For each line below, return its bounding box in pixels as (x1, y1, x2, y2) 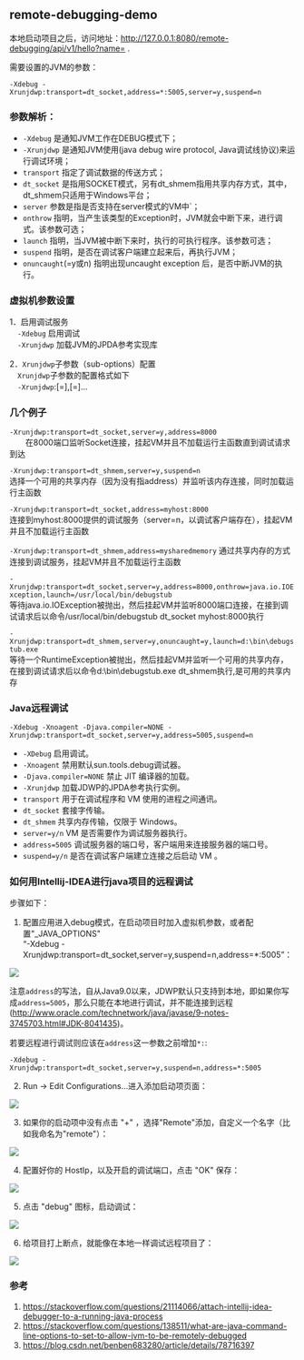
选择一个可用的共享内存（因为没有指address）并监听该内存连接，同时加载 (9, 475, 286, 486)
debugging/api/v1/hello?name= (9, 43, 126, 54)
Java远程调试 (9, 701, 69, 714)
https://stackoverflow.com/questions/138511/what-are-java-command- (22, 1320, 288, 1331)
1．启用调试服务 (9, 317, 69, 327)
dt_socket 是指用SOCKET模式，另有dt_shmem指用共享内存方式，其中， (22, 178, 292, 189)
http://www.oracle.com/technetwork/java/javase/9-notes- (12, 1007, 230, 1018)
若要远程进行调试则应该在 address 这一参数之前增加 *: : (9, 1037, 208, 1049)
